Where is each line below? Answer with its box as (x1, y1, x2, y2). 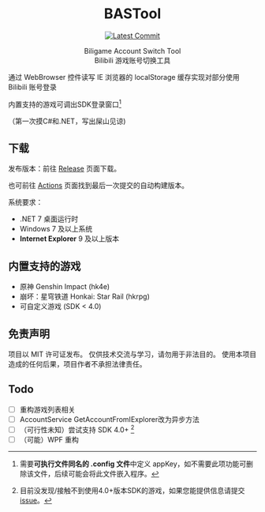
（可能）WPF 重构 (19, 435, 79, 444)
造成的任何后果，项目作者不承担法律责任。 (8, 360, 147, 369)
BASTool (103, 5, 162, 23)
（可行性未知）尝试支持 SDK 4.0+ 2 (19, 424, 135, 435)
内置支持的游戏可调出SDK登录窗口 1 (8, 98, 122, 109)
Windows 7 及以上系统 (19, 224, 93, 234)
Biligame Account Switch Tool (84, 46, 181, 55)
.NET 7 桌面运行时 (19, 214, 79, 224)
